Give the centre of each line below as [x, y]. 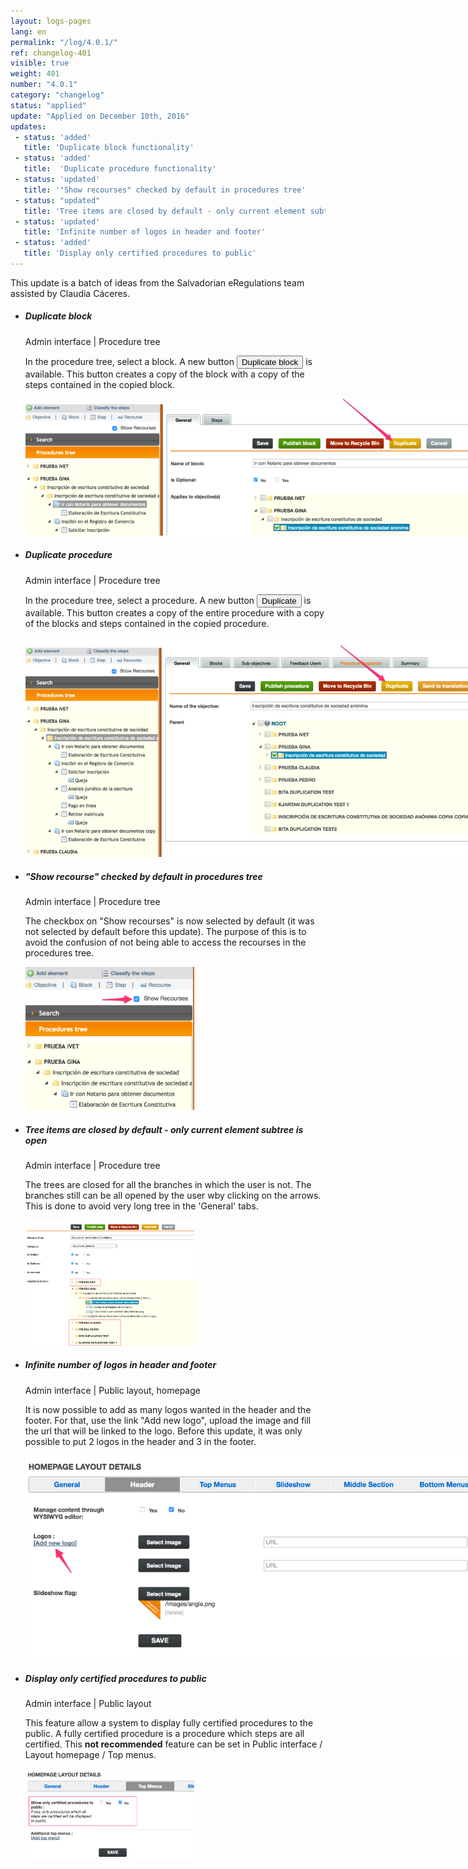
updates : [28, 126]
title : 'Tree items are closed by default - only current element [165, 211]
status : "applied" [48, 105]
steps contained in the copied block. [99, 384]
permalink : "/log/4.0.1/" [64, 42]
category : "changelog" [57, 95]
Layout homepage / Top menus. [90, 1755]
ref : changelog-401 [51, 53]
